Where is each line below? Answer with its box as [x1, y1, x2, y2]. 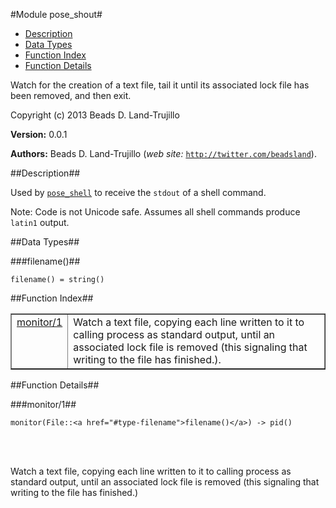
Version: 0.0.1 [10, 129, 68, 140]
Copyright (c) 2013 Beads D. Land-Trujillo [10, 109, 180, 121]
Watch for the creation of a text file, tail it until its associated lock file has [10, 79, 310, 91]
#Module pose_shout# [10, 9, 103, 20]
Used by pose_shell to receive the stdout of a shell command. [10, 187, 267, 198]
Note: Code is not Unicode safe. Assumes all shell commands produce [10, 206, 301, 218]
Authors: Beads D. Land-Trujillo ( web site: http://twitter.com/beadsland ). [10, 148, 317, 159]
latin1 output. [10, 217, 70, 228]
